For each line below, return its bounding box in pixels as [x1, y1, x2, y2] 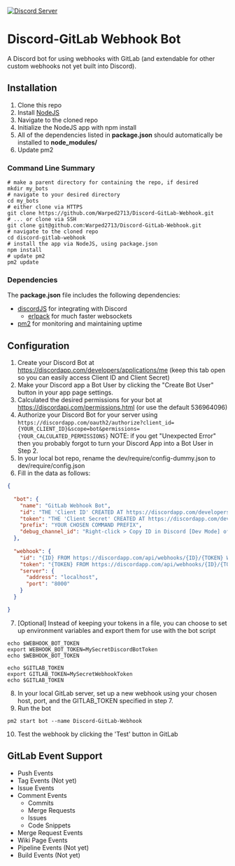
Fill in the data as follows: [17, 469, 91, 477]
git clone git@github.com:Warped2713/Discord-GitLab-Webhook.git [7, 222, 201, 229]
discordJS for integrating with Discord [17, 305, 127, 313]
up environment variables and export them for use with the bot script [17, 626, 216, 634]
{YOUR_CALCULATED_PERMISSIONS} [17, 433, 109, 440]
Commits [27, 799, 54, 807]
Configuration [7, 340, 70, 352]
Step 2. [17, 446, 38, 455]
